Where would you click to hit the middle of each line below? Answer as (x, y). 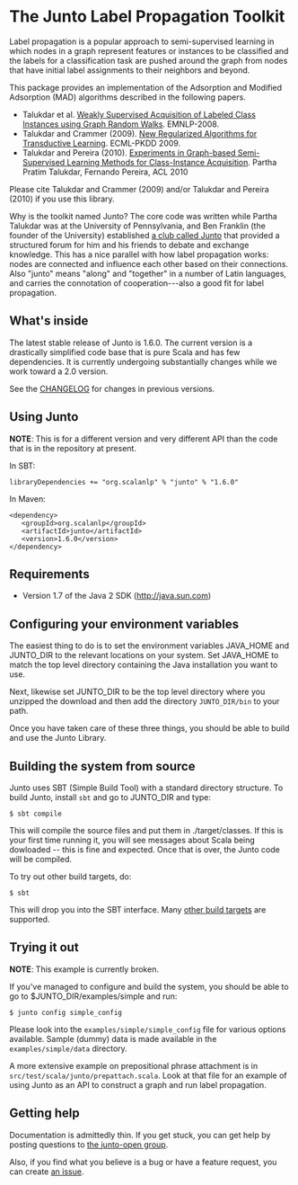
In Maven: (28, 499)
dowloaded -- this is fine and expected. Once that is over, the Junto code (145, 850)
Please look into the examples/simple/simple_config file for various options (148, 1029)
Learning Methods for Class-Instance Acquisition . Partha (172, 162)
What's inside (49, 321)
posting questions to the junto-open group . (89, 1145)
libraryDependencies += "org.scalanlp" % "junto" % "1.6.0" (124, 482)
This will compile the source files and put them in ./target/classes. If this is (146, 830)
